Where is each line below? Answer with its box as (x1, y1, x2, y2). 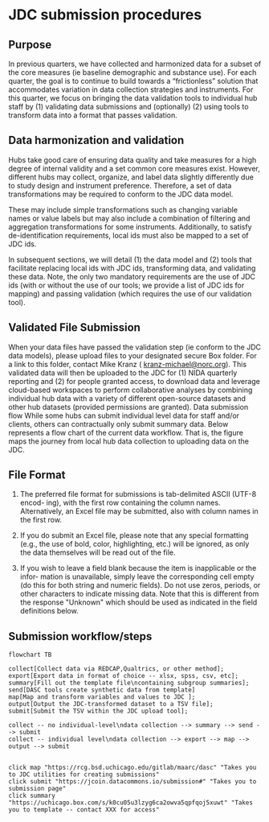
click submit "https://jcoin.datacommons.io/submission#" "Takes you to (8, 778, 257, 786)
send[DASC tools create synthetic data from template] (8, 686, 196, 694)
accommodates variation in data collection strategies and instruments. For (8, 85, 254, 94)
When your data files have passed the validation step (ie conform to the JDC (8, 342, 261, 352)
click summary (8, 791, 56, 800)
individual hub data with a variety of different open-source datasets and (8, 393, 247, 403)
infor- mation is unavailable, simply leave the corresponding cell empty (19, 572, 255, 581)
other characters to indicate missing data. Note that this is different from (19, 589, 259, 599)
